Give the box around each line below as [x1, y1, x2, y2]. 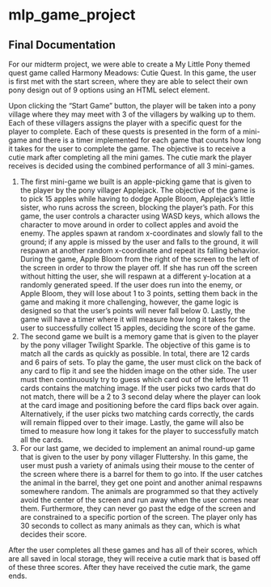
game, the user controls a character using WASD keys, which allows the [19, 211, 260, 220]
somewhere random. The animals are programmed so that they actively [19, 487, 259, 496]
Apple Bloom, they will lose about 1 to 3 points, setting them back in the [19, 289, 259, 298]
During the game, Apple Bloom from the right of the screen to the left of [19, 254, 259, 264]
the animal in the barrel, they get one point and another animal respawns [19, 478, 263, 487]
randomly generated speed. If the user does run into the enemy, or [19, 280, 243, 289]
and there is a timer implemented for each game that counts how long [28, 135, 261, 145]
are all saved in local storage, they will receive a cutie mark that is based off [8, 554, 261, 564]
